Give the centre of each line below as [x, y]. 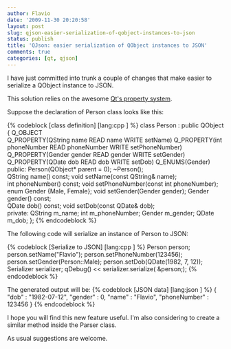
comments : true [29, 52]
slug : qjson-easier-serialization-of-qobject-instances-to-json [101, 33]
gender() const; [29, 198]
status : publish [30, 39]
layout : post [26, 26]
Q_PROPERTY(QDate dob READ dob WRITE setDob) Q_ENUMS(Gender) [109, 162]
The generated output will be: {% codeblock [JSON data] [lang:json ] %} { [112, 289]
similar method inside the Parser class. [62, 325]
